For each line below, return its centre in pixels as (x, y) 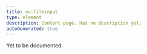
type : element (24, 17)
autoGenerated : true (32, 28)
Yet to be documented (34, 46)
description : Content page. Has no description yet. (74, 23)
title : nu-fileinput (32, 12)
